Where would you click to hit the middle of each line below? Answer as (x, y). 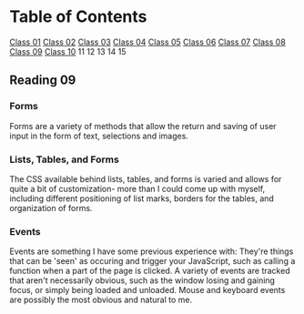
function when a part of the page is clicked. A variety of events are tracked (150, 271)
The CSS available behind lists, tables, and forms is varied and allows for (146, 178)
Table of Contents (78, 17)
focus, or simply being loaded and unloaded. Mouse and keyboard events (147, 290)
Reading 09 (43, 81)
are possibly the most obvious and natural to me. (101, 300)
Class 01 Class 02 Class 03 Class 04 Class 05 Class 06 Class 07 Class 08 (148, 42)
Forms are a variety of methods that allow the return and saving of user (143, 126)
